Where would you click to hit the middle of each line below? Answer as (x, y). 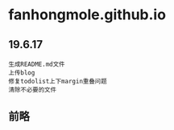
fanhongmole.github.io (87, 15)
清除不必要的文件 (33, 90)
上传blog (22, 73)
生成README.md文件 (37, 64)
